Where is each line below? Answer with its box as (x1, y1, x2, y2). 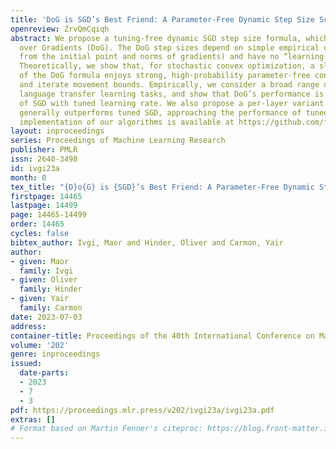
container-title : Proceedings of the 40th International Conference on (10, 331, 315, 341)
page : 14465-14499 (10, 210, 87, 220)
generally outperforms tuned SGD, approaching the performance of (19, 107, 302, 118)
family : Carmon (19, 303, 83, 313)
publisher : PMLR (10, 145, 78, 155)
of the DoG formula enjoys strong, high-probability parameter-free (19, 71, 311, 81)
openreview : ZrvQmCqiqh (10, 24, 110, 34)
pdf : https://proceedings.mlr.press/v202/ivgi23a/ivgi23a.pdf (10, 405, 275, 415)
